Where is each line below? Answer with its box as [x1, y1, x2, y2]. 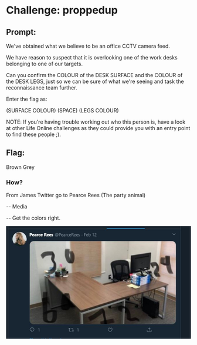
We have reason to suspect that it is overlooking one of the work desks [6, 54, 178, 61]
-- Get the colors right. [6, 214, 60, 221]
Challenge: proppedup [6, 4, 118, 17]
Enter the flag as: [6, 95, 47, 102]
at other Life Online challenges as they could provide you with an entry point [6, 125, 191, 131]
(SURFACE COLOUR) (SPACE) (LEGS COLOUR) [6, 107, 119, 114]
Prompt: [6, 27, 36, 37]
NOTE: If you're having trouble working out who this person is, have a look [6, 118, 186, 125]
